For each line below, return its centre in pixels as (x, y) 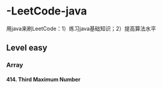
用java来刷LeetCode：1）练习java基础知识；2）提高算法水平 (81, 28)
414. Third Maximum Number (43, 79)
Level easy (27, 48)
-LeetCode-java (47, 11)
